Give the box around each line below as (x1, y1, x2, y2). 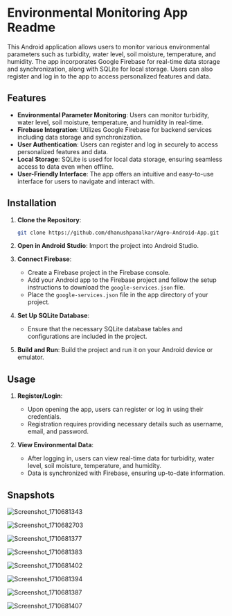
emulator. (17, 353, 45, 362)
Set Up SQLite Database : (17, 311, 90, 320)
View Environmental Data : (17, 441, 94, 449)
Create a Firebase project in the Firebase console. (27, 269, 170, 277)
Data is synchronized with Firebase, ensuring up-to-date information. (27, 469, 225, 477)
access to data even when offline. (17, 162, 114, 171)
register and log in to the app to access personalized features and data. (7, 72, 211, 81)
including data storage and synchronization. (17, 133, 143, 141)
